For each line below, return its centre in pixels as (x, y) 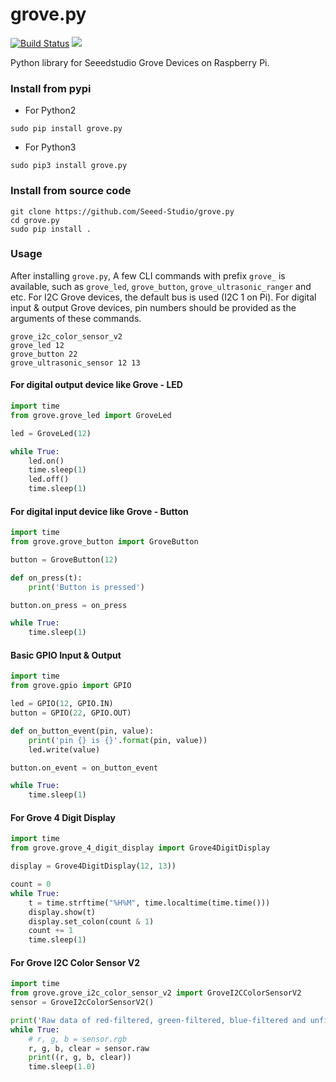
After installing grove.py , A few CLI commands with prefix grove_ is (148, 275)
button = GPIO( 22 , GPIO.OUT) (71, 713)
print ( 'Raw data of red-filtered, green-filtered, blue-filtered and (158, 1020)
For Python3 (50, 147)
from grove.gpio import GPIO (71, 686)
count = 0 (31, 884)
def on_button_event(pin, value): (82, 731)
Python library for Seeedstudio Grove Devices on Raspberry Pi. (140, 62)
